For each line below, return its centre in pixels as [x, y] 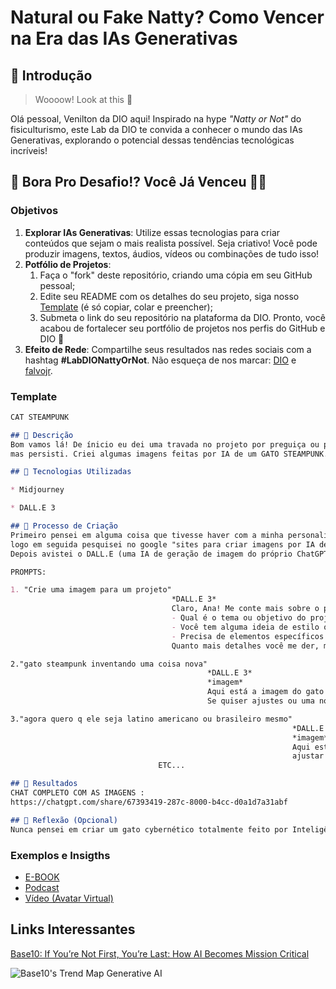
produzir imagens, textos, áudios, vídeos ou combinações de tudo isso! [172, 253]
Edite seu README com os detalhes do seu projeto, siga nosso [169, 296]
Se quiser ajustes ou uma [260, 701]
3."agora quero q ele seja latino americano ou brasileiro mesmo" [151, 719]
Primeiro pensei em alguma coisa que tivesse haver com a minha [147, 535]
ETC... [172, 766]
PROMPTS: [28, 572]
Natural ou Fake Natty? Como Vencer [167, 17]
